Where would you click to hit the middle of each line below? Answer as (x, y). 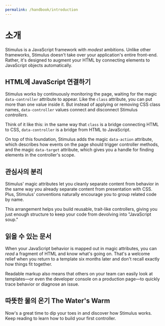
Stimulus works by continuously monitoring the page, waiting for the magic (81, 94)
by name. (15, 199)
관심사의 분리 (24, 172)
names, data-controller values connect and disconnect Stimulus (71, 110)
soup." (12, 220)
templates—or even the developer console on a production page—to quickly (82, 279)
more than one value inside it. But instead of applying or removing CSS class (83, 104)
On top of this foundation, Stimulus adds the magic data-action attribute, (79, 139)
